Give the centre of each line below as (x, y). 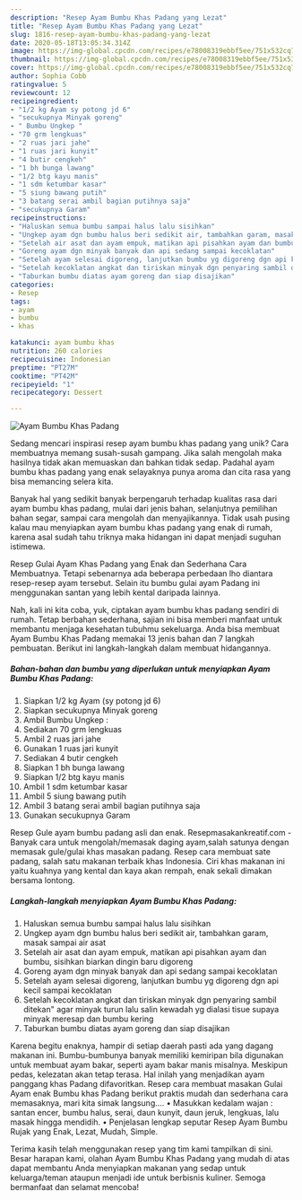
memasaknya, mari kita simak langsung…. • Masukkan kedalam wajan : (142, 1103)
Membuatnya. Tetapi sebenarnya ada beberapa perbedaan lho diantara (142, 574)
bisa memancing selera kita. (62, 482)
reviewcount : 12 (40, 92)
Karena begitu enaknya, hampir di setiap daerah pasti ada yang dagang (142, 1046)
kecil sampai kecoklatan (68, 990)
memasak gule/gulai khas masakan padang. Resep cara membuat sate (141, 852)
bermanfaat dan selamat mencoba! (75, 1187)
